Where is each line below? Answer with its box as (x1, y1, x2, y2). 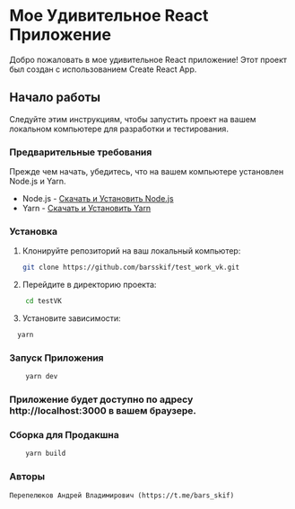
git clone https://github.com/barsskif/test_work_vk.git (22, 263, 240, 272)
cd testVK (25, 297, 63, 306)
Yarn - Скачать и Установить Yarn (22, 203, 152, 214)
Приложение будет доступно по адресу (9, 393, 194, 406)
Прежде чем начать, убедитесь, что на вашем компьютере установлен (9, 166, 284, 177)
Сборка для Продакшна (9, 428, 119, 441)
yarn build (25, 449, 66, 459)
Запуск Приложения (9, 352, 105, 364)
